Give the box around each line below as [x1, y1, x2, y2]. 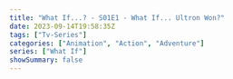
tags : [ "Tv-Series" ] [9, 30, 88, 39]
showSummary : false [9, 55, 83, 64]
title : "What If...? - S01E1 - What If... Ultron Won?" [9, 13, 225, 23]
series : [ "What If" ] [9, 47, 88, 56]
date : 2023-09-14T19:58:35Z [9, 22, 116, 31]
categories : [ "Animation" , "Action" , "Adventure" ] [9, 38, 205, 48]
